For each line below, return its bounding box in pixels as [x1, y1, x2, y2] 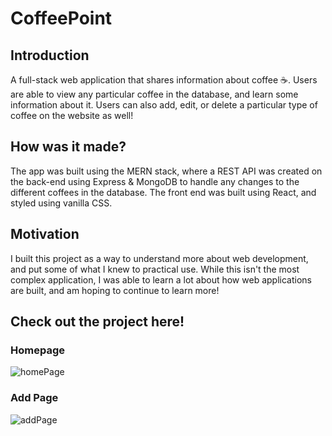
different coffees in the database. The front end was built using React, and [10, 186, 317, 198]
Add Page [10, 391, 59, 405]
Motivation [10, 226, 80, 243]
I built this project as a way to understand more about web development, [10, 252, 309, 264]
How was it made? [10, 138, 127, 156]
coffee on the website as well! [10, 110, 134, 121]
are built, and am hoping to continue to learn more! [10, 284, 220, 296]
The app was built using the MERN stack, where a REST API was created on [10, 165, 323, 177]
